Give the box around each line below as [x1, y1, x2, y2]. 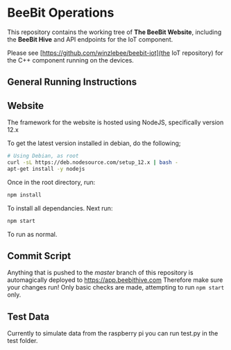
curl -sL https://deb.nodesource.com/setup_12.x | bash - [7, 159, 178, 166]
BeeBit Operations [7, 5, 114, 21]
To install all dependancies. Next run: [7, 203, 113, 212]
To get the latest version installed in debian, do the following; [7, 139, 181, 147]
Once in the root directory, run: [7, 178, 96, 186]
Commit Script [7, 250, 71, 262]
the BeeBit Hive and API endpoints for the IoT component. [7, 35, 173, 43]
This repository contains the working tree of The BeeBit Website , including [7, 28, 222, 36]
